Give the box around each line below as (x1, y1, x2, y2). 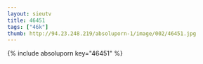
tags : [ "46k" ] (7, 23, 49, 30)
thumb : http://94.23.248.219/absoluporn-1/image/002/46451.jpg (7, 30, 197, 37)
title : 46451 (7, 17, 46, 24)
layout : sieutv (7, 10, 52, 18)
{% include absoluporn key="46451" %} (7, 49, 123, 58)
